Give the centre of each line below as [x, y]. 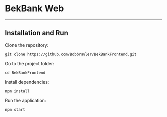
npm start [15, 109]
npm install [17, 91]
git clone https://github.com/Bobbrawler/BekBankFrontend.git [71, 54]
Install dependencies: [27, 82]
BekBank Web [35, 9]
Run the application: [26, 100]
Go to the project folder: [30, 63]
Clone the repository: [27, 45]
